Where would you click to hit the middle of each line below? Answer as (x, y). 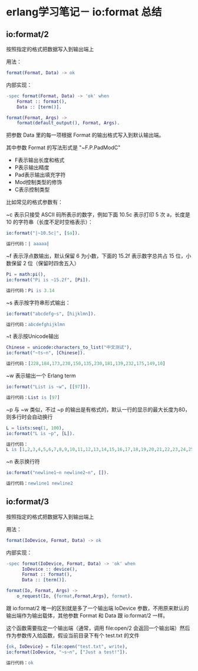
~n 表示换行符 (23, 462)
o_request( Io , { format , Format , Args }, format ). (75, 596)
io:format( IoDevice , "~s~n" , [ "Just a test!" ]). (67, 652)
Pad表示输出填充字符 (40, 175)
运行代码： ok (20, 663)
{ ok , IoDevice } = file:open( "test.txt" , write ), (67, 646)
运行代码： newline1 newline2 (40, 483)
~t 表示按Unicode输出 (32, 336)
